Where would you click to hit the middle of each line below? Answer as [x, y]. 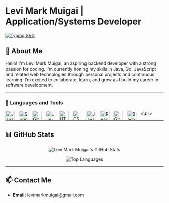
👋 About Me [24, 51]
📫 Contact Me [28, 181]
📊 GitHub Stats [30, 135]
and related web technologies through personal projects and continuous [80, 74]
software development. [29, 85]
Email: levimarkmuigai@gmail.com [48, 195]
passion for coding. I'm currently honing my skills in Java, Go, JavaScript [81, 69]
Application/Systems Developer [73, 21]
